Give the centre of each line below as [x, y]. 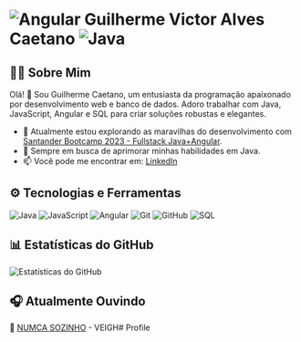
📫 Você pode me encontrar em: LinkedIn [100, 161]
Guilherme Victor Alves [175, 20]
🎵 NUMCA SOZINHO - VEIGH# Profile [80, 327]
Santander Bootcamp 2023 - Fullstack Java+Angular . [122, 141]
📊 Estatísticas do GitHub [82, 245]
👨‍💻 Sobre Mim [50, 73]
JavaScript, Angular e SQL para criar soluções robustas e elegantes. [138, 114]
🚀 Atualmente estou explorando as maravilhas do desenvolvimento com [157, 131]
